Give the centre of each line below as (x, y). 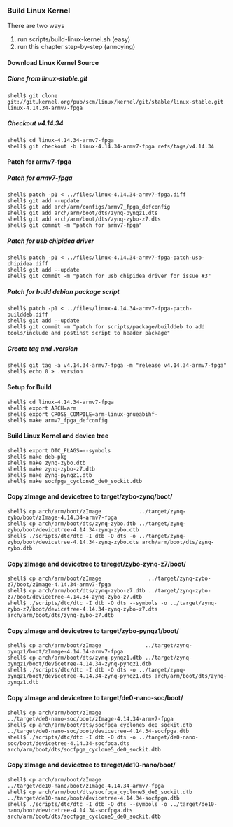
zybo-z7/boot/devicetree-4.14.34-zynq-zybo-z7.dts (83, 609)
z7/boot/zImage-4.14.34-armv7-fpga (59, 585)
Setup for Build (29, 387)
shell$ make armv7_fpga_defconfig (58, 420)
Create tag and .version (43, 348)
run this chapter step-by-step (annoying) (76, 47)
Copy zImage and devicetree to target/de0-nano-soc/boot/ (95, 697)
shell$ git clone (33, 96)
